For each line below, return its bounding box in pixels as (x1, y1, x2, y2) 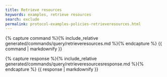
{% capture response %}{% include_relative (5, 56, 97, 62)
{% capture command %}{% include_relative (5, 35, 98, 41)
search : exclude (5, 17, 39, 22)
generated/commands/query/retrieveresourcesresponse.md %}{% (5, 61, 144, 67)
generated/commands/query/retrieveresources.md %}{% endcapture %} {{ (5, 41, 162, 47)
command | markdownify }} (5, 46, 62, 52)
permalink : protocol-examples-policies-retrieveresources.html (5, 21, 141, 27)
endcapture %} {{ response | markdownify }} (5, 66, 98, 72)
